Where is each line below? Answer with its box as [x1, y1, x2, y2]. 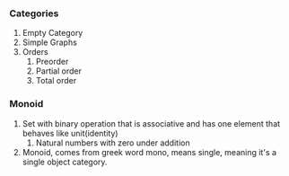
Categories [9, 7, 59, 20]
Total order [35, 75, 77, 86]
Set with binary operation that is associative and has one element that [22, 118, 281, 128]
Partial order [35, 66, 83, 76]
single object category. [22, 156, 108, 167]
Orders [22, 47, 48, 57]
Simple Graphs [22, 37, 78, 48]
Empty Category [22, 28, 83, 39]
